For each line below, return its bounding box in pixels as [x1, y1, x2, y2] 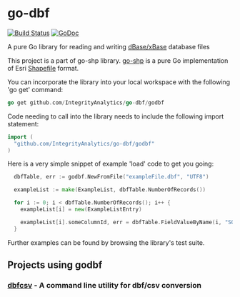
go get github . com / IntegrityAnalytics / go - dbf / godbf [7, 99, 164, 106]
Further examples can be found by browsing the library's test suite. [7, 238, 205, 247]
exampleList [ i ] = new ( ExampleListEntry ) [20, 206, 142, 213]
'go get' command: [7, 85, 64, 94]
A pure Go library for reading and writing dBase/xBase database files [7, 42, 211, 51]
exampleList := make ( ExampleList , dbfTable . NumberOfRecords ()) [14, 186, 206, 193]
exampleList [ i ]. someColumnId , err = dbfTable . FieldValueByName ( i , [20, 218, 222, 226]
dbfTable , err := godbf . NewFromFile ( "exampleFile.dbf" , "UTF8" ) [14, 173, 209, 181]
